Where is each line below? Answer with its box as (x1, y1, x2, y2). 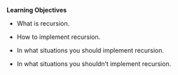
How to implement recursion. (16, 33, 101, 41)
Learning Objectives (6, 6, 67, 14)
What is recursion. (16, 19, 70, 27)
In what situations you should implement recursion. (16, 47, 165, 54)
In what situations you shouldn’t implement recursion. (16, 60, 172, 68)
